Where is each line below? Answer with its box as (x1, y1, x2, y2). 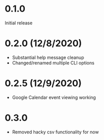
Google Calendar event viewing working (12, 94, 96, 100)
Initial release (5, 20, 32, 26)
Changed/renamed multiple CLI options (12, 59, 95, 66)
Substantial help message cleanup (12, 54, 84, 60)
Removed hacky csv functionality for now (12, 129, 99, 135)
